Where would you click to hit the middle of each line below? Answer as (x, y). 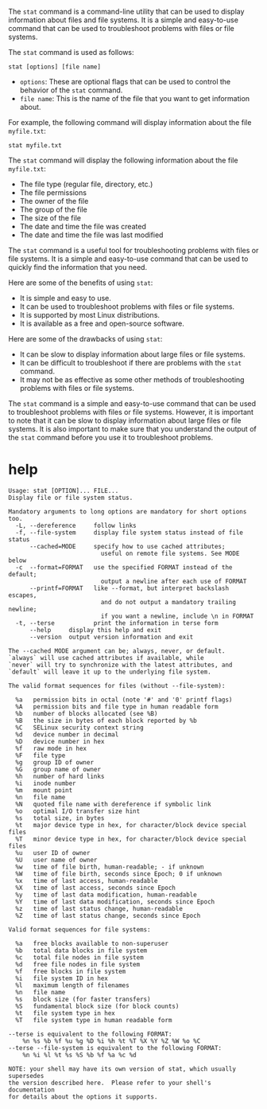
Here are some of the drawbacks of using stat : (85, 339)
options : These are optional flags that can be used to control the (125, 82)
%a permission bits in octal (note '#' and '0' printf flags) (124, 700)
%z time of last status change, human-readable (99, 908)
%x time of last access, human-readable (87, 881)
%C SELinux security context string (80, 728)
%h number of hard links (60, 776)
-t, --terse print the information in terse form (117, 623)
